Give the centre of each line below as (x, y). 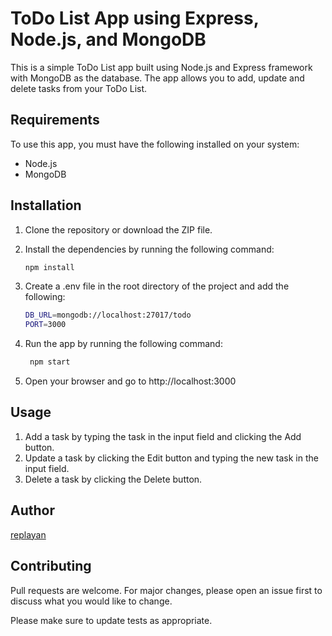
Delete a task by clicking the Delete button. (113, 479)
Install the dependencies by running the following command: (149, 249)
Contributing (51, 566)
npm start (50, 362)
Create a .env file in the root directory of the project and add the (157, 286)
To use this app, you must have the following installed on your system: (155, 144)
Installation (46, 205)
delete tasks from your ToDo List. (79, 88)
